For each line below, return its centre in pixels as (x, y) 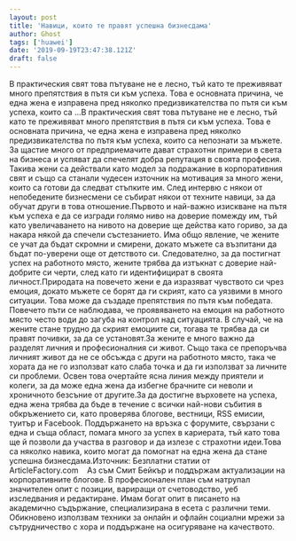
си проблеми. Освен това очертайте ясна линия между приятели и (136, 376)
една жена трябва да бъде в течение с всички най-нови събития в (136, 404)
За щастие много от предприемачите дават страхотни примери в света (145, 150)
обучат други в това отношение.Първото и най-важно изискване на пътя (148, 206)
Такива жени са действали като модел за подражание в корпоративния (146, 169)
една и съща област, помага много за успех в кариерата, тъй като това (145, 432)
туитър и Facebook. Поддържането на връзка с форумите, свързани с (142, 423)
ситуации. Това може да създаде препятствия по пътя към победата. (141, 301)
